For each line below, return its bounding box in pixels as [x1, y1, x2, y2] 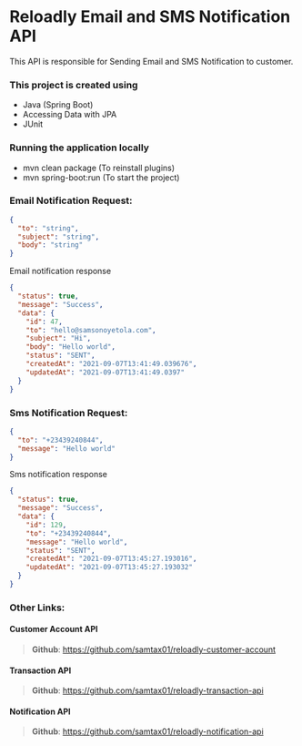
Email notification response [9, 266, 112, 277]
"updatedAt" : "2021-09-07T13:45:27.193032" [25, 563, 194, 572]
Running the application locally [9, 141, 150, 154]
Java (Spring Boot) [22, 99, 94, 110]
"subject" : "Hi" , [25, 334, 92, 343]
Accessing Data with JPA [22, 109, 117, 120]
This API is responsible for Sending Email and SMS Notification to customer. [9, 56, 294, 66]
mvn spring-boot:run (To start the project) [22, 171, 180, 183]
